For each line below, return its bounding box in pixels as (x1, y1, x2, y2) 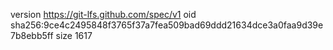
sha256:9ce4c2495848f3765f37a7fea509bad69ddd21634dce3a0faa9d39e (10, 19, 324, 31)
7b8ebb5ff (10, 30, 54, 41)
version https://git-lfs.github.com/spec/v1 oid (10, 9, 197, 20)
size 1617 (55, 30, 93, 41)
